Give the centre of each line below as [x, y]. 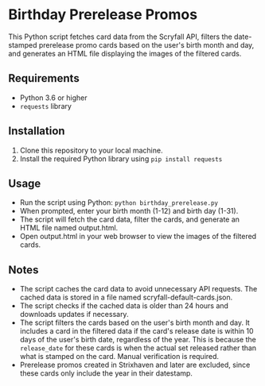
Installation [37, 131]
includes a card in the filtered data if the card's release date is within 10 [136, 331]
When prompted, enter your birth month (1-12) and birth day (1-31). [129, 211]
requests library [45, 106]
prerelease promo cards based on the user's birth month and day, [146, 44]
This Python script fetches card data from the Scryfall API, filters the [120, 37]
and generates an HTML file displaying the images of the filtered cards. [125, 53]
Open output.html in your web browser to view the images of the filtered [138, 237]
